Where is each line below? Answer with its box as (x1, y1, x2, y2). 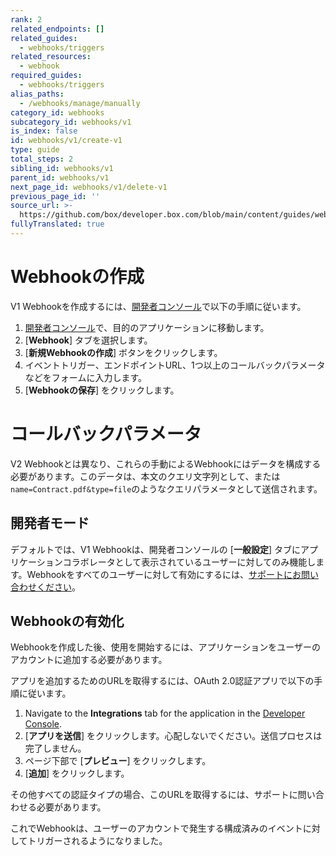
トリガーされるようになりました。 (27, 835, 168, 847)
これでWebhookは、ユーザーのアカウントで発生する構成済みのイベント (10, 822, 303, 835)
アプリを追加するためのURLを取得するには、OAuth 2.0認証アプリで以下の (10, 675, 315, 687)
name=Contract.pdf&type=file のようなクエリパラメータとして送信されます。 (10, 482, 323, 495)
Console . (24, 718, 63, 730)
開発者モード (10, 515, 90, 532)
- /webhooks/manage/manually (19, 98, 141, 108)
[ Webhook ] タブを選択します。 (24, 334, 153, 346)
